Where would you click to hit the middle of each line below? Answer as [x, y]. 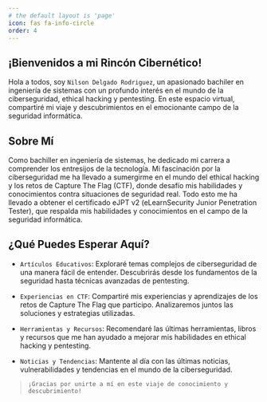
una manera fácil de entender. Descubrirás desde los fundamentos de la [138, 272]
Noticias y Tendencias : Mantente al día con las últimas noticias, [125, 361]
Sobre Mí [31, 141]
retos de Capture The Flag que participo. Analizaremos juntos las [126, 305]
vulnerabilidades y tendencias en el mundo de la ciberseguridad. [126, 369]
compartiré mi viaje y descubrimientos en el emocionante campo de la [124, 108]
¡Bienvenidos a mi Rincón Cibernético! [105, 63]
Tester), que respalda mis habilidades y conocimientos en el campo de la [128, 211]
